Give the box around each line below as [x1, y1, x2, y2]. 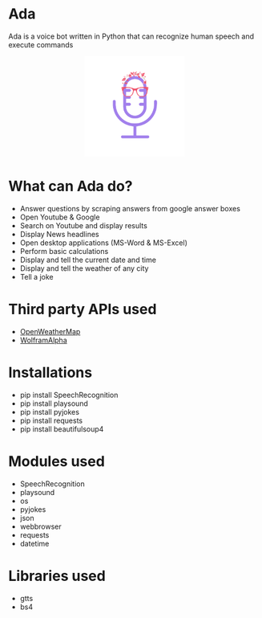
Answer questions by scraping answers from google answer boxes [19, 203, 240, 213]
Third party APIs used [8, 301, 157, 318]
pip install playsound [19, 399, 88, 408]
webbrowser [19, 522, 62, 531]
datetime [19, 538, 50, 548]
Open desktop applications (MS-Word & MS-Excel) [19, 238, 188, 248]
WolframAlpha [19, 335, 68, 345]
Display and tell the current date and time [19, 255, 156, 264]
